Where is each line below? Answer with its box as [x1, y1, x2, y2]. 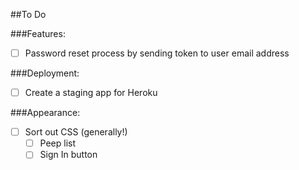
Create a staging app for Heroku [24, 87, 158, 99]
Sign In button [39, 149, 98, 161]
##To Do [10, 9, 47, 20]
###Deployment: [10, 67, 80, 79]
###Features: [10, 28, 66, 39]
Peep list [39, 137, 77, 149]
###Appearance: [10, 107, 81, 119]
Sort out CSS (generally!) [24, 126, 128, 138]
